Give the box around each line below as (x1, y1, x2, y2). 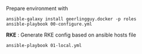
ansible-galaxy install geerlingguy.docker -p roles (6, 16, 137, 22)
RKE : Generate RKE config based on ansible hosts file (6, 31, 137, 38)
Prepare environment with (6, 5, 68, 12)
